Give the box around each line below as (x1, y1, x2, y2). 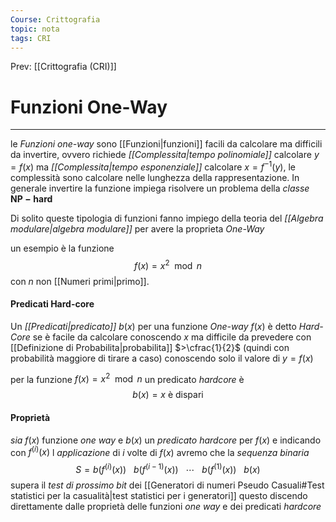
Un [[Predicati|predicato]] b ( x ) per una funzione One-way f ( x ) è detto (10, 320, 297, 332)
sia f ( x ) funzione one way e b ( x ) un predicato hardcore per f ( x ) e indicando (10, 434, 322, 446)
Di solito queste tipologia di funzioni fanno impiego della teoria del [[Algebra (10, 212, 324, 224)
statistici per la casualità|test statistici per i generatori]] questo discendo (10, 490, 308, 501)
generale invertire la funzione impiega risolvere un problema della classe (10, 182, 310, 194)
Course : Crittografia (10, 14, 101, 25)
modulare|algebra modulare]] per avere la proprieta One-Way (10, 222, 265, 235)
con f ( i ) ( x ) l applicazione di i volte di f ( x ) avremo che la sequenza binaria (10, 444, 310, 458)
